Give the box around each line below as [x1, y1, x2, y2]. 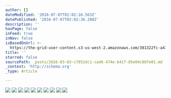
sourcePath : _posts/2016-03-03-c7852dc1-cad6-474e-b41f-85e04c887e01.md [5, 59, 163, 64]
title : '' [5, 50, 26, 55]
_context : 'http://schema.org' [5, 64, 72, 69]
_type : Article [5, 69, 38, 74]
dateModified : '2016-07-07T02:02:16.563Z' [5, 12, 97, 17]
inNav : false [5, 36, 33, 41]
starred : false [5, 54, 38, 60]
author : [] [5, 7, 28, 13]
